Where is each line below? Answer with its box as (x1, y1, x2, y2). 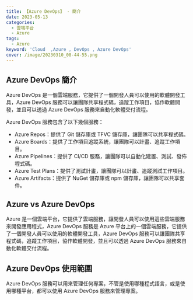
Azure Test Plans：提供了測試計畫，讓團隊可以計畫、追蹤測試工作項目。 (14, 168, 188, 175)
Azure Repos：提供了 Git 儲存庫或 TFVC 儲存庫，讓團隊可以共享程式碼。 (14, 131, 189, 138)
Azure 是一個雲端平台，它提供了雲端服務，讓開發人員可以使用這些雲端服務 (6, 215, 185, 222)
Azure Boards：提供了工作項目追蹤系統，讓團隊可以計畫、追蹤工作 (14, 138, 176, 145)
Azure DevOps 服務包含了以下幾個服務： (6, 118, 104, 125)
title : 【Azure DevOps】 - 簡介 (6, 8, 82, 15)
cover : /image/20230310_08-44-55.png (6, 52, 98, 58)
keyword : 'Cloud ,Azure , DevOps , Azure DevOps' (6, 47, 132, 53)
